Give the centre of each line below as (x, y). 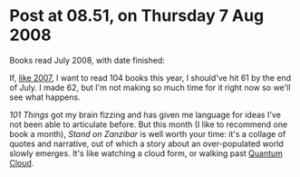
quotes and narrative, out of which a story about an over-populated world (146, 143)
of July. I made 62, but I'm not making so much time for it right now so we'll (150, 87)
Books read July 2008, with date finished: (87, 60)
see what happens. (45, 97)
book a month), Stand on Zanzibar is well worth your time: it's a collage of (148, 133)
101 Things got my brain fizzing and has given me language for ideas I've (145, 114)
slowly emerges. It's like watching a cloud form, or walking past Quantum (146, 153)
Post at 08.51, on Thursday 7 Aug (137, 16)
